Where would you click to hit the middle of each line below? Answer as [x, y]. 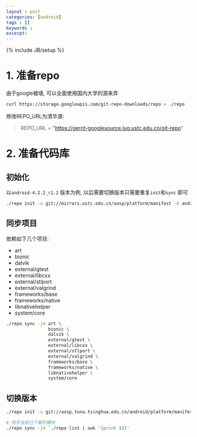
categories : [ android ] [34, 17]
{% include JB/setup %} [35, 50]
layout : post [23, 11]
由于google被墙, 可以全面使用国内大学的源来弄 [62, 93]
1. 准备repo [33, 76]
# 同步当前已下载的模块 [31, 422]
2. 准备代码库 [38, 154]
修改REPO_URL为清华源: [35, 116]
